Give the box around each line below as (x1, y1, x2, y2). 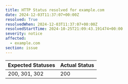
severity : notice (5, 31, 43, 36)
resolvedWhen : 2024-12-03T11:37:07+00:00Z (5, 21, 98, 27)
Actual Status (60, 62, 94, 69)
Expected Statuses (8, 62, 56, 69)
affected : (5, 36, 27, 41)
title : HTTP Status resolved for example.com (5, 7, 104, 13)
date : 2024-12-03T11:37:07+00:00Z (5, 12, 80, 17)
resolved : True (5, 17, 38, 22)
